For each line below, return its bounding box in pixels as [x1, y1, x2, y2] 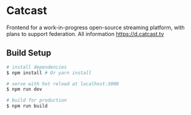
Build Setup [6, 48, 51, 58]
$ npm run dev [6, 86, 43, 92]
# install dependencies [6, 64, 67, 70]
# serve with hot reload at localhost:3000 [6, 80, 119, 87]
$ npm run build [6, 103, 48, 110]
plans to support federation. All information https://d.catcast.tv [6, 30, 164, 37]
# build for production [6, 97, 67, 103]
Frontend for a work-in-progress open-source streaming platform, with [6, 24, 185, 31]
